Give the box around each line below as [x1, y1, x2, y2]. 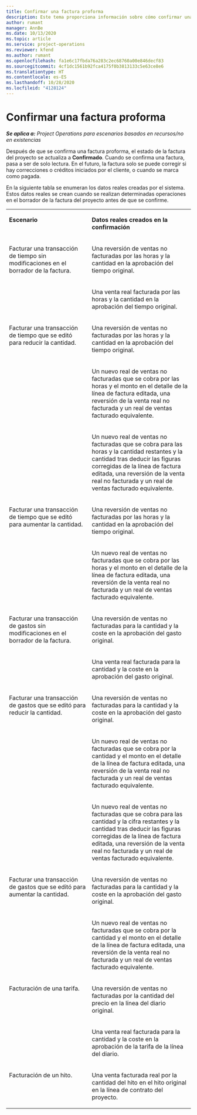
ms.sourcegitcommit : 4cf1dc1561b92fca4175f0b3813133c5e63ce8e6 [6, 63, 164, 69]
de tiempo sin [9, 251, 47, 259]
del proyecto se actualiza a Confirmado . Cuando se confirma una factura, [6, 154, 185, 161]
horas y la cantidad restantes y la [91, 447, 183, 455]
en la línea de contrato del [91, 1086, 163, 1094]
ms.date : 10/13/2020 [6, 31, 57, 36]
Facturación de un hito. [9, 1071, 73, 1079]
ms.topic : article [6, 36, 51, 42]
